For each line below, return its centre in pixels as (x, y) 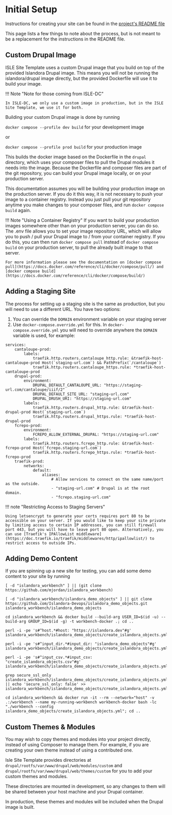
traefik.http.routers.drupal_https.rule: (78, 416)
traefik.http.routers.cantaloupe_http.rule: (81, 358)
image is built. (20, 807)
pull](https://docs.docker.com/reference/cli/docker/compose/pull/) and (84, 267)
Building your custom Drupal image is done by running (63, 117)
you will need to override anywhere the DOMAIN (109, 330)
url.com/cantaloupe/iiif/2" (35, 390)
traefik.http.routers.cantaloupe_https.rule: (82, 367)
